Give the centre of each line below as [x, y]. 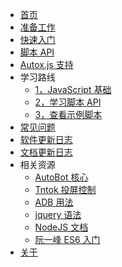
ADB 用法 [54, 202]
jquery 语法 [58, 214]
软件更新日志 [46, 139]
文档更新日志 [46, 152]
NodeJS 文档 [61, 227]
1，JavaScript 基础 [73, 89]
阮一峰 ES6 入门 [67, 239]
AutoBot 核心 [61, 177]
